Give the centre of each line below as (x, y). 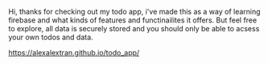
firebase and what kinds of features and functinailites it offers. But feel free (133, 20)
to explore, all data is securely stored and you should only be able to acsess (134, 28)
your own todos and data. (51, 37)
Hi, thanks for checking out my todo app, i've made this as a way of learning (134, 12)
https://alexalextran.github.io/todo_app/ (74, 53)
